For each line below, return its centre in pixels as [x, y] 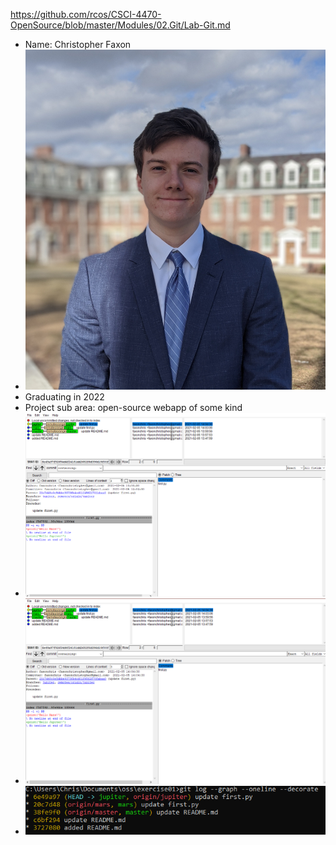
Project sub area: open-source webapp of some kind [133, 407]
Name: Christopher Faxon [78, 44]
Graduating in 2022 [64, 396]
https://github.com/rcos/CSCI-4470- [86, 14]
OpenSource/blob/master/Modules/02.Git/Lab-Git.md [120, 25]
